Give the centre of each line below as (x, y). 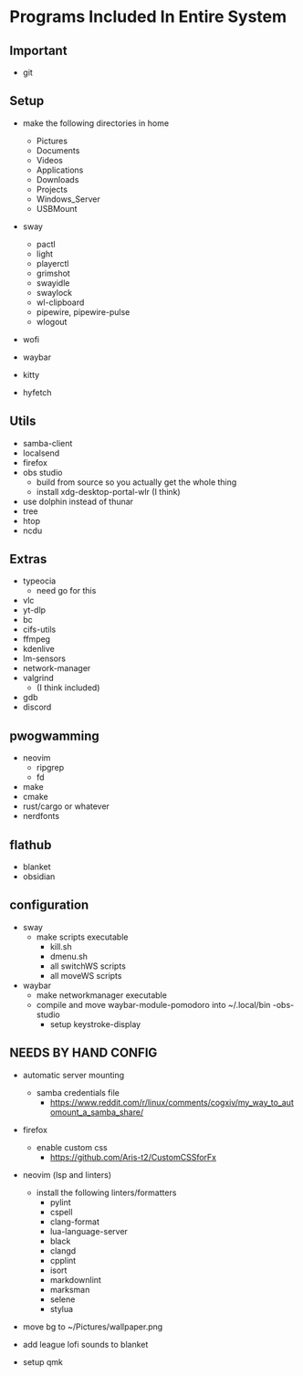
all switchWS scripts (88, 966)
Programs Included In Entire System (148, 17)
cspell (61, 1212)
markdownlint (76, 1279)
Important (38, 51)
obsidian (39, 877)
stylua (62, 1308)
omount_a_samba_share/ (97, 1112)
